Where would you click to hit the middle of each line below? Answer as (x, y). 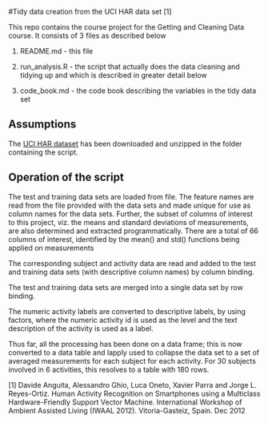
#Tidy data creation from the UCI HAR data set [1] (90, 12)
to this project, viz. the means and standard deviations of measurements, (129, 222)
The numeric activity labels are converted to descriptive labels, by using (127, 311)
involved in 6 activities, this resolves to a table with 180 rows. (109, 369)
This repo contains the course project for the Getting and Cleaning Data (126, 27)
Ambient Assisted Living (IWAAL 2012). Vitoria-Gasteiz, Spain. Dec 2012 (127, 410)
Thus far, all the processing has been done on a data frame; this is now (125, 344)
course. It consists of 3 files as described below (87, 36)
